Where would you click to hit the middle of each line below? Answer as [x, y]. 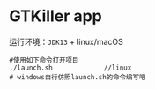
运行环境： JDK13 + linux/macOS [66, 41]
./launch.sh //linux [70, 68]
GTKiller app [56, 16]
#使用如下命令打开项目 [44, 60]
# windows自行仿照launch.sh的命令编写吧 [77, 77]
